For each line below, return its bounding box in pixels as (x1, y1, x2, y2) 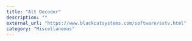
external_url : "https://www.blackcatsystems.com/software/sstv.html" (6, 20, 187, 26)
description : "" (6, 14, 48, 20)
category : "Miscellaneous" (6, 25, 75, 32)
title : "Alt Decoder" (6, 8, 62, 15)
